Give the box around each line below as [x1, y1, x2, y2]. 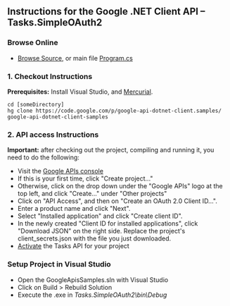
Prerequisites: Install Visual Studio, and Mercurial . [7, 87, 153, 96]
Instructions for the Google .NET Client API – [7, 6, 205, 18]
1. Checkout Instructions [7, 71, 93, 81]
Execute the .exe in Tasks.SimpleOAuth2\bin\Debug [17, 290, 167, 299]
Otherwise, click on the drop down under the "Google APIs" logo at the [17, 182, 223, 190]
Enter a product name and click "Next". [17, 204, 131, 213]
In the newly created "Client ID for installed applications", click [17, 219, 198, 228]
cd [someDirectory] [7, 101, 65, 108]
